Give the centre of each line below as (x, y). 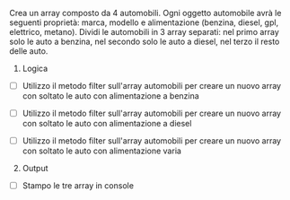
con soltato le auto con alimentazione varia (102, 151)
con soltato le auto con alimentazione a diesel (107, 124)
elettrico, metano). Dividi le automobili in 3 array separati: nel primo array (145, 32)
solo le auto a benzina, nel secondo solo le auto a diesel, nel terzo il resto (145, 41)
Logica (35, 68)
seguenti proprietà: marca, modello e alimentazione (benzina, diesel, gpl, (144, 22)
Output (35, 169)
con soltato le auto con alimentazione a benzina (110, 96)
